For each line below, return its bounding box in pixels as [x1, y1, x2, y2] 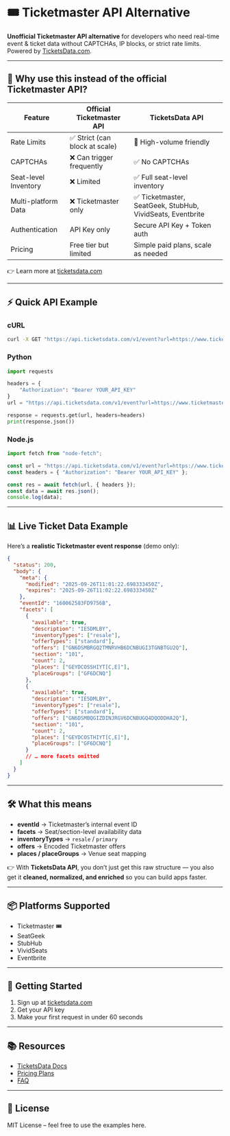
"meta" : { [19, 574, 48, 581]
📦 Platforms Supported [7, 900, 111, 912]
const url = [7, 462, 41, 470]
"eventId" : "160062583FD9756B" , [19, 600, 112, 607]
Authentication [10, 224, 58, 234]
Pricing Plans [16, 1069, 55, 1077]
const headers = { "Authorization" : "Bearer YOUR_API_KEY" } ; [7, 469, 188, 476]
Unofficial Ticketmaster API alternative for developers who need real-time [7, 32, 220, 40]
